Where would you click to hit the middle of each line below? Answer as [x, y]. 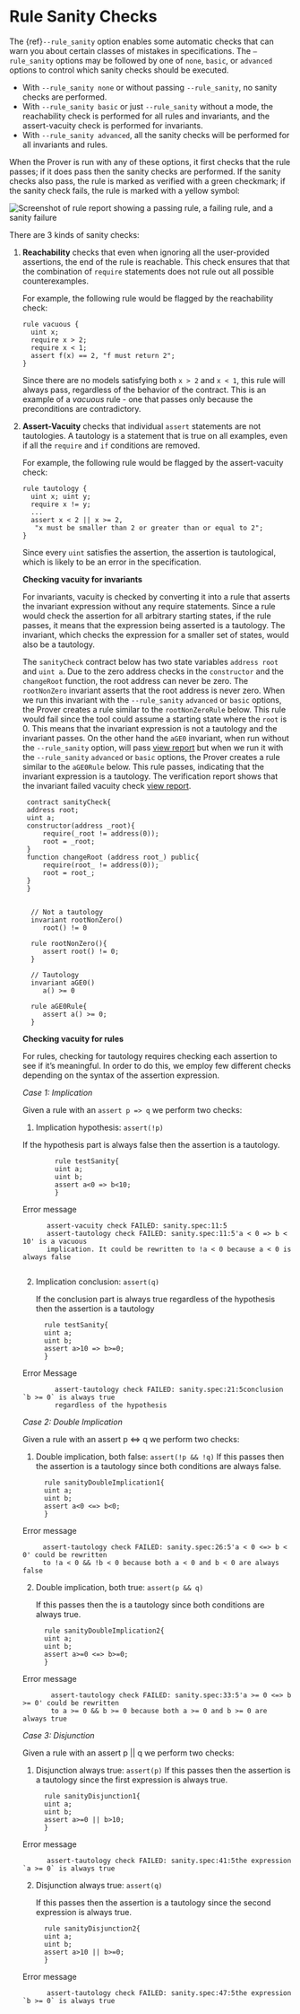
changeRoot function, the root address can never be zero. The [135, 680]
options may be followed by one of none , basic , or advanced [164, 60]
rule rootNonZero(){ [69, 943]
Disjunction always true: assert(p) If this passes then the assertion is [163, 1770]
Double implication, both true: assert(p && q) [120, 1587]
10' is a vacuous [55, 1241]
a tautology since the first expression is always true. [132, 1780]
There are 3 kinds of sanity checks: [75, 234]
